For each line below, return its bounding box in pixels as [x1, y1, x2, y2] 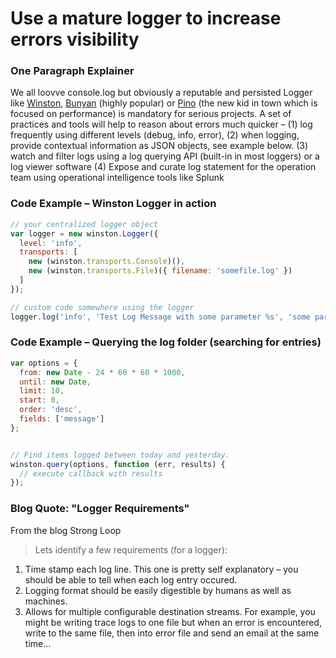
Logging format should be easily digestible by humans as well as [24, 584, 292, 596]
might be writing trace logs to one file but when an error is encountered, [24, 616, 322, 628]
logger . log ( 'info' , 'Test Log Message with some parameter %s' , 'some [10, 312, 311, 322]
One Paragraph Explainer [10, 64, 135, 78]
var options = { [10, 358, 78, 368]
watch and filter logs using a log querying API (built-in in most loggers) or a [10, 150, 320, 162]
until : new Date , [19, 377, 92, 387]
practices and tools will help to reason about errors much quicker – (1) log [10, 118, 313, 131]
